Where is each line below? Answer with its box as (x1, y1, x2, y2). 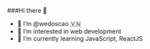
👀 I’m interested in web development (17, 27, 122, 35)
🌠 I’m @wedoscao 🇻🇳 (17, 20, 82, 27)
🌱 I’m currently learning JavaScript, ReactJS (17, 35, 143, 42)
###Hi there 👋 (7, 7, 47, 14)
